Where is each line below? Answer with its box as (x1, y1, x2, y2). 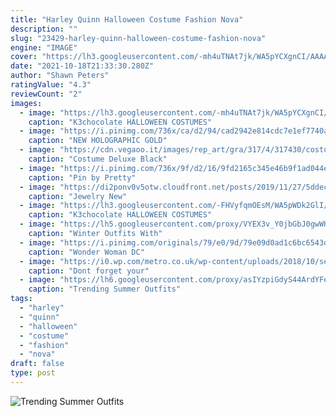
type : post (10, 368, 56, 378)
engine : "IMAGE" (10, 42, 78, 53)
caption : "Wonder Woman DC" (28, 247, 145, 257)
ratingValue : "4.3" (10, 80, 92, 90)
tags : (10, 294, 33, 304)
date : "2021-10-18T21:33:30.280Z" (10, 61, 155, 71)
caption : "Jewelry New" (28, 191, 128, 201)
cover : (10, 52, 38, 62)
